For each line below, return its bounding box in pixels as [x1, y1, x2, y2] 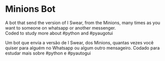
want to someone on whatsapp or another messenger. [5, 25, 116, 30]
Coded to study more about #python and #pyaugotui [5, 30, 113, 36]
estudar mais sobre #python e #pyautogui [5, 50, 91, 56]
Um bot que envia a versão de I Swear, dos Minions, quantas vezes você [5, 39, 154, 45]
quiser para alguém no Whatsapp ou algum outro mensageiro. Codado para [5, 45, 160, 51]
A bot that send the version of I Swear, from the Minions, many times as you [5, 20, 161, 26]
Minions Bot [5, 3, 56, 15]
